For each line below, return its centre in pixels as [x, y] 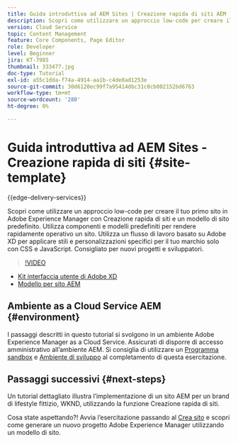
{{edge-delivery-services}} [47, 197]
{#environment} [44, 317]
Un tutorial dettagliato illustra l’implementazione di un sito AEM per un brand [119, 396]
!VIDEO [35, 263]
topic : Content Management [47, 34]
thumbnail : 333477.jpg [41, 67]
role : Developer [31, 47]
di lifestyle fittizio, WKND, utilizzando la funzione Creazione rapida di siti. [113, 404]
